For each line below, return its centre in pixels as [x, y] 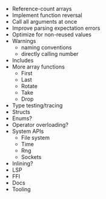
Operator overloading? [40, 125]
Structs [21, 112]
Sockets [31, 157]
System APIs [28, 131]
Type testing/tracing [37, 105]
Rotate [29, 86]
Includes [23, 60]
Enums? [22, 118]
